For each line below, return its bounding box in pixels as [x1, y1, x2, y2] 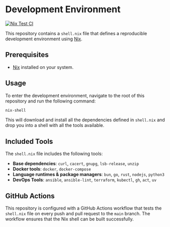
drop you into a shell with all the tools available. [5, 122, 104, 129]
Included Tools [5, 137, 53, 146]
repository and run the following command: [5, 98, 96, 104]
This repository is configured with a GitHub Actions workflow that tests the [5, 205, 162, 211]
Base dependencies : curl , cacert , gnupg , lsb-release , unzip [12, 161, 139, 167]
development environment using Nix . [5, 36, 82, 42]
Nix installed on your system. [12, 64, 74, 70]
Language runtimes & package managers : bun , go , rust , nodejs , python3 [12, 171, 164, 178]
